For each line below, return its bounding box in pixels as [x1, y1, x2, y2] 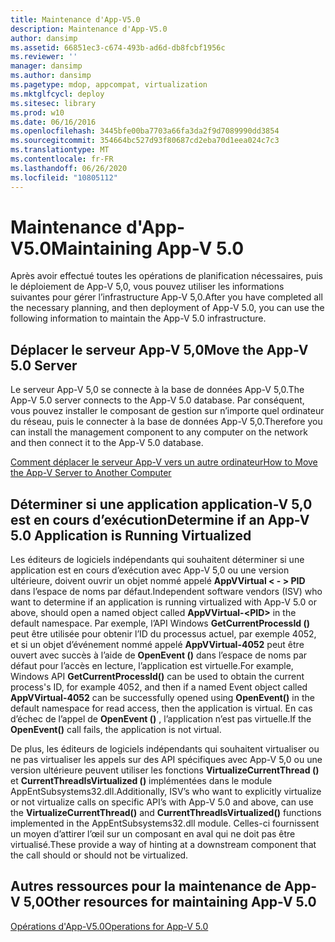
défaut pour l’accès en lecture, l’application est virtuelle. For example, [10, 660, 294, 672]
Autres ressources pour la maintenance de [10, 878, 282, 895]
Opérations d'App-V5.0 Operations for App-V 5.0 [10, 920, 209, 932]
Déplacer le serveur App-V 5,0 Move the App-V [10, 341, 309, 358]
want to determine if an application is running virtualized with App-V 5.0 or [10, 596, 317, 608]
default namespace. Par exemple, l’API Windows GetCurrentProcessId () [10, 617, 311, 630]
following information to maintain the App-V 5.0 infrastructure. [10, 312, 267, 325]
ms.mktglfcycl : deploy [10, 89, 105, 99]
